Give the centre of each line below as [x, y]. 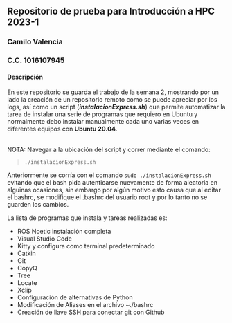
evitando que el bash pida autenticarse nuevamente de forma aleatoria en [113, 183]
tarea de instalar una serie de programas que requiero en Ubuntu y [102, 114]
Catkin [26, 253]
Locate [27, 283]
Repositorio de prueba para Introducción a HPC [111, 11]
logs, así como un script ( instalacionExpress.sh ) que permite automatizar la [116, 107]
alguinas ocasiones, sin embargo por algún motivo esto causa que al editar [114, 190]
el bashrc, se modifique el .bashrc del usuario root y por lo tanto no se [107, 197]
